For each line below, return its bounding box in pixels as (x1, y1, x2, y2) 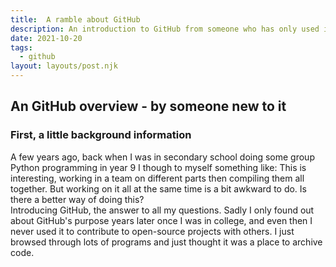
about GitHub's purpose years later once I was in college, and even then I (10, 214, 313, 226)
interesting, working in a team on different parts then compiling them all (10, 172, 305, 184)
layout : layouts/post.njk (10, 61, 118, 71)
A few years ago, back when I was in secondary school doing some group (10, 151, 315, 163)
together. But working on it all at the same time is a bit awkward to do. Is (10, 182, 307, 195)
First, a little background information (10, 128, 192, 142)
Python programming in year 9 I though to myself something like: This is (10, 161, 307, 173)
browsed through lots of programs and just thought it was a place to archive (10, 236, 323, 248)
